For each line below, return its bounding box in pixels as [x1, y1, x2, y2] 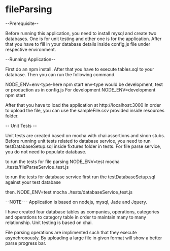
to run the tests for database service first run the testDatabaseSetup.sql [5, 174, 156, 180]
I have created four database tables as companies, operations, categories [5, 208, 160, 214]
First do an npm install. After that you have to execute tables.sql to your [5, 66, 155, 72]
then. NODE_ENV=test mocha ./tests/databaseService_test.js [5, 189, 133, 195]
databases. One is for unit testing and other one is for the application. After [5, 36, 162, 42]
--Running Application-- [5, 56, 56, 62]
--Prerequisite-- [5, 20, 39, 26]
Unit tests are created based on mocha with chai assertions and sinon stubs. [5, 132, 165, 138]
